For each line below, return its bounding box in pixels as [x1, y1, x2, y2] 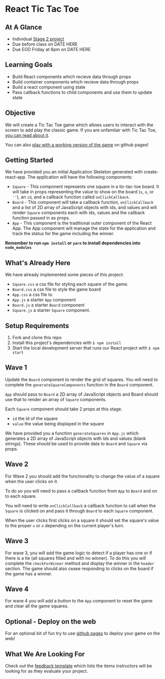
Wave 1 [5, 363, 27, 372]
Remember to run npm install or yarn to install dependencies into [5, 240, 141, 246]
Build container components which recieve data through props [12, 79, 139, 84]
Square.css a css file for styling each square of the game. [12, 281, 129, 287]
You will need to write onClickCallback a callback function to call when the [5, 502, 156, 509]
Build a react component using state [12, 84, 86, 90]
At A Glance [5, 23, 43, 31]
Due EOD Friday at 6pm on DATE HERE [12, 47, 91, 52]
